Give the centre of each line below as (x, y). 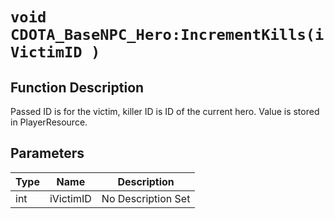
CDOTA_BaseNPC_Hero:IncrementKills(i (167, 35)
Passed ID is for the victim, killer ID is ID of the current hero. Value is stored (165, 111)
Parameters (47, 153)
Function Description (77, 87)
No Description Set (146, 198)
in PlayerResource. (49, 122)
